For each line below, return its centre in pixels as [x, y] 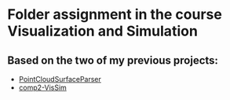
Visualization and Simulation [102, 31]
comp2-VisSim [43, 87]
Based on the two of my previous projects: [113, 60]
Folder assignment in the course [115, 15]
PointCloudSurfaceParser [60, 79]
